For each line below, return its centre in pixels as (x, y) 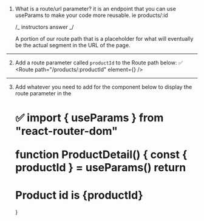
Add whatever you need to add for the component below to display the (104, 87)
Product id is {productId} (79, 195)
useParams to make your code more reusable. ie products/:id (91, 15)
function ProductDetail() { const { (101, 155)
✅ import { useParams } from (89, 118)
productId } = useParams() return (100, 168)
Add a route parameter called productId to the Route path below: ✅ (99, 63)
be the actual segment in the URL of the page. (73, 45)
